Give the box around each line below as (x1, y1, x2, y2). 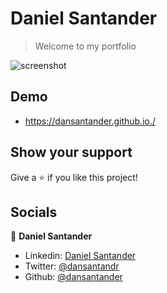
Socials (10, 203, 58, 221)
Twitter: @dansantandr (24, 260, 120, 272)
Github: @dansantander (24, 271, 123, 283)
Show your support (10, 144, 133, 161)
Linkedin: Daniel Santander (24, 250, 137, 262)
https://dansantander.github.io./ (24, 115, 157, 127)
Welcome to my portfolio (34, 40, 137, 52)
